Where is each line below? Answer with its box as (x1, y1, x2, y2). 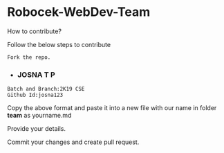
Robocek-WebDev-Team (7, 4, 151, 20)
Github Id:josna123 (7, 91, 64, 99)
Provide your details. (7, 125, 66, 133)
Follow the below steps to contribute (7, 40, 111, 48)
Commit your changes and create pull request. (7, 138, 140, 146)
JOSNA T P (17, 70, 55, 80)
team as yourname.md (7, 111, 72, 120)
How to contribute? (7, 27, 62, 35)
